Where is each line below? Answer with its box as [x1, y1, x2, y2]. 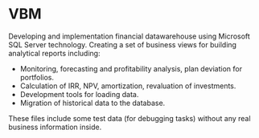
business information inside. [8, 122, 102, 132]
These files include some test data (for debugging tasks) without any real [8, 113, 251, 123]
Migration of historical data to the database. [19, 98, 166, 108]
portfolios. [19, 72, 55, 82]
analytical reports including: [8, 48, 101, 58]
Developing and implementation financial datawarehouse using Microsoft [8, 31, 251, 41]
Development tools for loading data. [19, 89, 139, 99]
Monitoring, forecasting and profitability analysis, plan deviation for [19, 63, 243, 73]
